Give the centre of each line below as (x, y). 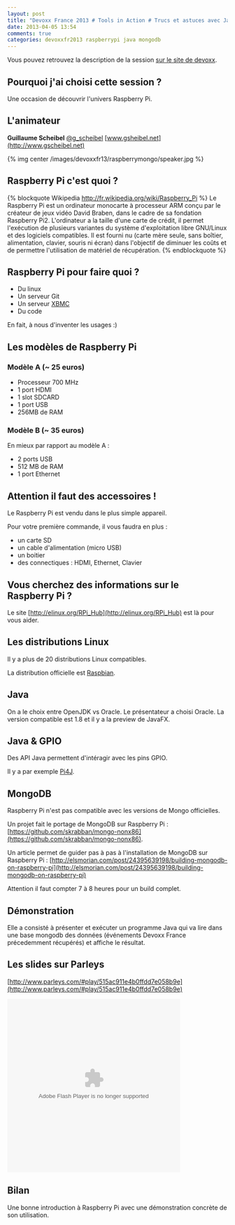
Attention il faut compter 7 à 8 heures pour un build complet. (94, 889)
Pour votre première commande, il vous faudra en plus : (87, 527)
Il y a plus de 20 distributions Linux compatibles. (77, 659)
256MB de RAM (40, 412)
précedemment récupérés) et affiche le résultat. (76, 943)
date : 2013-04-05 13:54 (42, 27)
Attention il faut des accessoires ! (82, 496)
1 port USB (33, 405)
